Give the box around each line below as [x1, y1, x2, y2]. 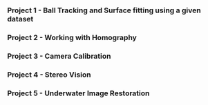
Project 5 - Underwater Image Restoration [7, 88, 150, 98]
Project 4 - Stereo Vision [7, 70, 91, 79]
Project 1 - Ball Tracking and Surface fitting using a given [7, 6, 202, 15]
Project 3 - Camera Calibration [7, 51, 111, 61]
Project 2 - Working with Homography [7, 32, 137, 42]
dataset [7, 14, 34, 23]
